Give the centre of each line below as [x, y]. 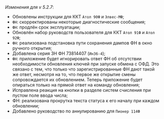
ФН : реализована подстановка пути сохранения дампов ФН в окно [82, 43]
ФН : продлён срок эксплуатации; [46, 27]
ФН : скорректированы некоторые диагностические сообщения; [79, 22]
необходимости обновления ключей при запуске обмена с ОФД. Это [86, 64]
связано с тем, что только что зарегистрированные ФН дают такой [83, 69]
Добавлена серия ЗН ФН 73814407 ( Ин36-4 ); [59, 53]
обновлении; [26, 106]
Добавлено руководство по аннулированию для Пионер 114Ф [76, 111]
